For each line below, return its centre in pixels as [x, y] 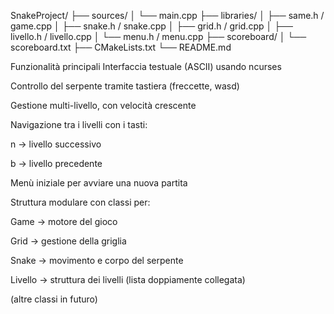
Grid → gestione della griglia [68, 241]
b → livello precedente [56, 163]
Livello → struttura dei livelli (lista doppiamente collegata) [128, 279]
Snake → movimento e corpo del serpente [97, 260]
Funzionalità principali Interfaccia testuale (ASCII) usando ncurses [146, 66]
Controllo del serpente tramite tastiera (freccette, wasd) [125, 86]
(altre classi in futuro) [54, 299]
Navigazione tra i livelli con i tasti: [79, 124]
